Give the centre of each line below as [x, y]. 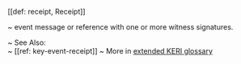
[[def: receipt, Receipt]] [47, 12]
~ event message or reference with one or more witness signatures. [120, 27]
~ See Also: [27, 42]
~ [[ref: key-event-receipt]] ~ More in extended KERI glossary [110, 51]
